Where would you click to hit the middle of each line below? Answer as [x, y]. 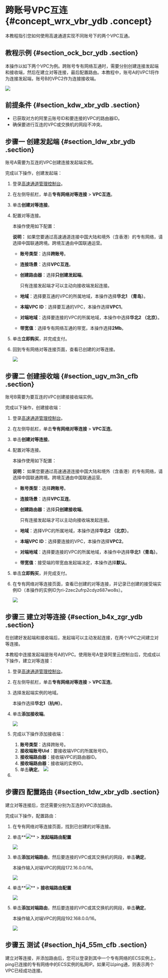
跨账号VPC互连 [36, 10]
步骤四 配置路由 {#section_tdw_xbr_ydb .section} [82, 792]
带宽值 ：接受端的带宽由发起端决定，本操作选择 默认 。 [75, 563]
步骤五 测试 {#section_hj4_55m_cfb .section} [76, 945]
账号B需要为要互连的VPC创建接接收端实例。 [50, 397]
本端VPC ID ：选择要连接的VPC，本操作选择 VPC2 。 [73, 541]
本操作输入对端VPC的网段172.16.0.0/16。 [54, 867]
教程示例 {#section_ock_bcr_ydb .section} [72, 53]
